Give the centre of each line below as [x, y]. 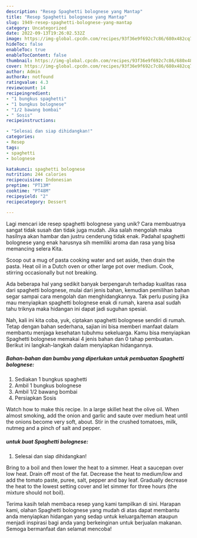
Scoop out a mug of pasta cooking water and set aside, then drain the [90, 260]
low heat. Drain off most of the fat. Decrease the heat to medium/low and [94, 474]
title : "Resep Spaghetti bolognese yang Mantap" [67, 17]
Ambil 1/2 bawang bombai [46, 392]
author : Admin [23, 72]
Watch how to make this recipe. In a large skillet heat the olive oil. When [93, 410]
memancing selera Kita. [35, 248]
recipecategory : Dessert [36, 202]
